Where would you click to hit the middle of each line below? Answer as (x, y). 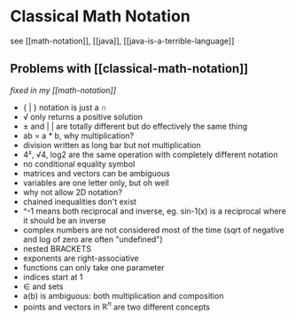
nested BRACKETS (57, 248)
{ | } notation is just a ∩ (65, 107)
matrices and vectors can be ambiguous (97, 173)
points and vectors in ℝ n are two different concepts (116, 306)
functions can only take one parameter (93, 267)
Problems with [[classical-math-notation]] (129, 69)
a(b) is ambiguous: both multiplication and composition (123, 295)
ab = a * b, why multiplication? (78, 136)
